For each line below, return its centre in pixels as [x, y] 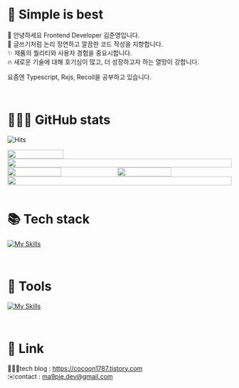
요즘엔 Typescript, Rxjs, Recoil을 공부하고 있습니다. [80, 77]
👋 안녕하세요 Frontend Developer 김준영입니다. [74, 35]
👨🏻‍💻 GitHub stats [59, 120]
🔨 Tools [30, 286]
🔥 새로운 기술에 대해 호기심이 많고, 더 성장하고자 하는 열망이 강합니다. [103, 62]
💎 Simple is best [55, 15]
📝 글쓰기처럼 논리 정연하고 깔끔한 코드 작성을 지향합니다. [85, 44]
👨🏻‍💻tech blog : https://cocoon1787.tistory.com [75, 368]
